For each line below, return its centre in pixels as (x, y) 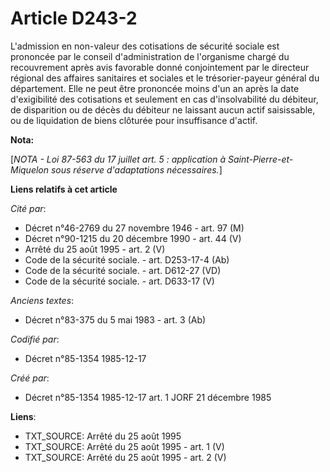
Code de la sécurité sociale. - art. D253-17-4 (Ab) (127, 259)
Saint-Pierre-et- (260, 159)
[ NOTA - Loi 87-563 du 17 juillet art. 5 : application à (118, 159)
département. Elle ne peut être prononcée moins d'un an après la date (155, 88)
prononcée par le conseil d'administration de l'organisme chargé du (150, 56)
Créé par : (30, 378)
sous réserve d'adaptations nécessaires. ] (136, 169)
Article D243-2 (74, 18)
